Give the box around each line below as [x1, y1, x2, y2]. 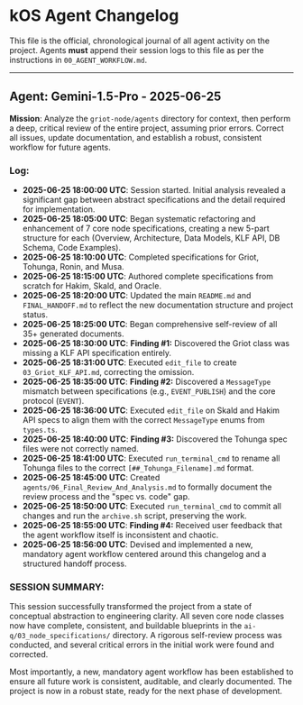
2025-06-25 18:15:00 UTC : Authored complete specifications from [22, 271, 273, 282]
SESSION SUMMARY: [9, 581, 105, 593]
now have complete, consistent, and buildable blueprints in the [9, 620, 243, 631]
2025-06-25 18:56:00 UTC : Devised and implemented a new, [22, 539, 253, 550]
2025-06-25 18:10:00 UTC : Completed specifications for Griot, [22, 252, 260, 262]
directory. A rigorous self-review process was [112, 630, 282, 641]
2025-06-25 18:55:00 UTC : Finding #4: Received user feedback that [22, 520, 282, 531]
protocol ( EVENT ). [22, 396, 85, 407]
